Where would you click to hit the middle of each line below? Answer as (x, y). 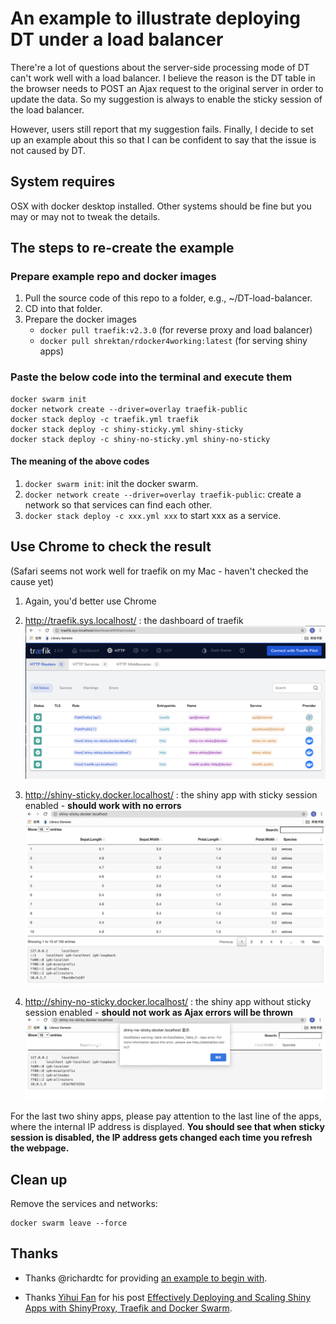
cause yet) (32, 581)
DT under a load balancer (117, 39)
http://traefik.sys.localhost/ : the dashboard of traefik (134, 620)
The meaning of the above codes (80, 461)
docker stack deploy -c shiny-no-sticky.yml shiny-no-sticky (140, 439)
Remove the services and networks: (84, 1203)
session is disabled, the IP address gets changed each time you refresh (161, 1138)
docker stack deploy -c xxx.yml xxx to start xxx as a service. (153, 515)
